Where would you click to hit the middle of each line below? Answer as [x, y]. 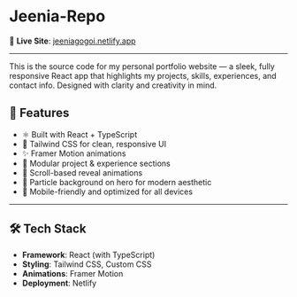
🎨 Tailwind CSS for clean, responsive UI [94, 144]
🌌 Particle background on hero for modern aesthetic [117, 182]
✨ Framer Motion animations [74, 153]
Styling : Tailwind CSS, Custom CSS [87, 264]
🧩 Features [39, 113]
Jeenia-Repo [57, 16]
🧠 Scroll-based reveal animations [82, 172]
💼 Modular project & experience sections [96, 163]
